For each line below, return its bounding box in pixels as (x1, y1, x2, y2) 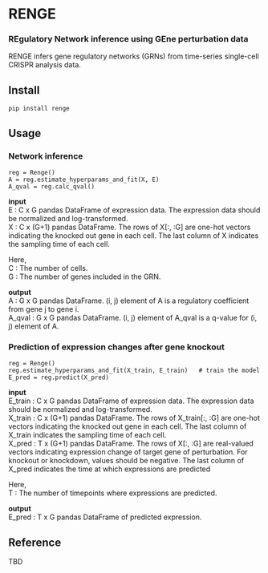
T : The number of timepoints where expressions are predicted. (8, 488, 217, 498)
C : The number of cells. (8, 263, 88, 272)
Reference (8, 535, 62, 549)
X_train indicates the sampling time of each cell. (8, 430, 167, 440)
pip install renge (8, 105, 70, 113)
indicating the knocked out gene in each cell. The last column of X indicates (8, 230, 259, 240)
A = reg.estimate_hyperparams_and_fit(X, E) (8, 176, 160, 184)
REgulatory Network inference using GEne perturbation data (8, 34, 249, 45)
